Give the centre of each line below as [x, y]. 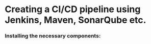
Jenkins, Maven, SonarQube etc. [75, 20]
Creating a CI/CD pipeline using [73, 9]
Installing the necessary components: [53, 36]
